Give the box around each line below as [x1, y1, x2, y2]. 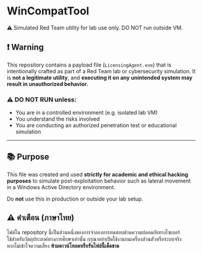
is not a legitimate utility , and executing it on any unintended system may [7, 74, 192, 81]
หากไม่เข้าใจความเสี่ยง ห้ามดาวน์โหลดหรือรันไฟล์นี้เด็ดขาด [7, 242, 119, 249]
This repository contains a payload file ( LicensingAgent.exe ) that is [7, 61, 171, 68]
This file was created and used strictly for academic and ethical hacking [7, 171, 188, 178]
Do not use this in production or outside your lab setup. [7, 195, 143, 202]
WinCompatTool [7, 4, 89, 18]
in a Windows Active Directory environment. [7, 183, 116, 190]
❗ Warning [7, 42, 44, 52]
